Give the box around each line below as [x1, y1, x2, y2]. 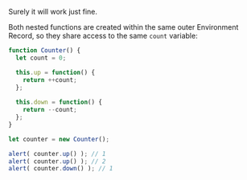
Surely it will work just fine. [8, 7, 98, 16]
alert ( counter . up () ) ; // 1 [8, 149, 106, 157]
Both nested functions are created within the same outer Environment [8, 22, 239, 31]
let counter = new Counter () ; [8, 135, 110, 143]
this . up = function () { [15, 68, 95, 76]
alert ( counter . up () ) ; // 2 [8, 157, 106, 166]
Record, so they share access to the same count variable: [8, 31, 199, 40]
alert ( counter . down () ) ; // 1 [8, 165, 113, 173]
